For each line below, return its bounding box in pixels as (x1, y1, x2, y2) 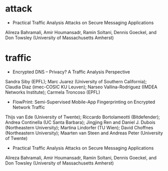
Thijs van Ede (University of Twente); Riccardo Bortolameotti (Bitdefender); (5, 114, 160, 120)
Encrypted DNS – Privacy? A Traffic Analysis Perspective (12, 69, 130, 75)
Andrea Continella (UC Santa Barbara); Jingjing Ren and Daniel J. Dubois (5, 119, 155, 125)
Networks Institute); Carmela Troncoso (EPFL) (5, 89, 100, 95)
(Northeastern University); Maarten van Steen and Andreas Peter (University (5, 130, 163, 136)
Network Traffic (12, 104, 45, 110)
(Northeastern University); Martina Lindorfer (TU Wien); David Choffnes (5, 124, 153, 130)
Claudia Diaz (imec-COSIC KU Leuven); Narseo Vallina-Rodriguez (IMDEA (5, 84, 158, 90)
